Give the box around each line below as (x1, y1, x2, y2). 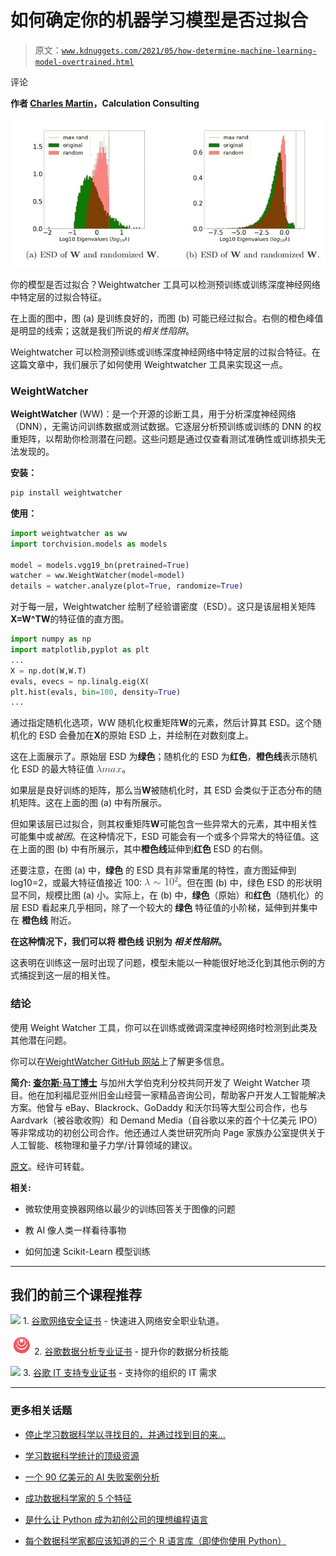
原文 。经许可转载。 (10, 1160, 90, 1172)
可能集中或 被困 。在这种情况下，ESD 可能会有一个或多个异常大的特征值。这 (10, 831, 320, 843)
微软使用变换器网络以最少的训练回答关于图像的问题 (24, 1202, 236, 1215)
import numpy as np (10, 634, 92, 645)
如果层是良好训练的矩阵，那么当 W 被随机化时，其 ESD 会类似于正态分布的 (10, 784, 313, 796)
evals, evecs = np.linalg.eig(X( (10, 676, 150, 686)
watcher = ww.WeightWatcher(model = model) (10, 571, 186, 581)
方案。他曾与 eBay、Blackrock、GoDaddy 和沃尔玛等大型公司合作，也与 (10, 1101, 308, 1113)
